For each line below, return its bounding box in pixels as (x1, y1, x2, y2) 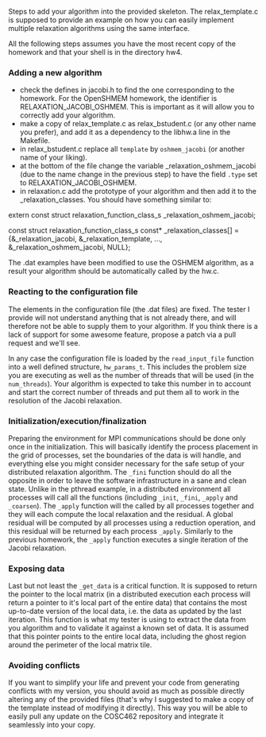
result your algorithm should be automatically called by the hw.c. (8, 266, 220, 276)
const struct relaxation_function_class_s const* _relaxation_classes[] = (8, 226, 240, 235)
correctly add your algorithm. (19, 110, 116, 120)
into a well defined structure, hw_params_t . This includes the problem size (8, 361, 248, 372)
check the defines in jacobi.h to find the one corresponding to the (19, 85, 235, 95)
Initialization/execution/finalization (8, 415, 147, 426)
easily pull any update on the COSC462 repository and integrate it (8, 712, 224, 721)
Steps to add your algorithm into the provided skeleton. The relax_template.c (8, 7, 259, 16)
